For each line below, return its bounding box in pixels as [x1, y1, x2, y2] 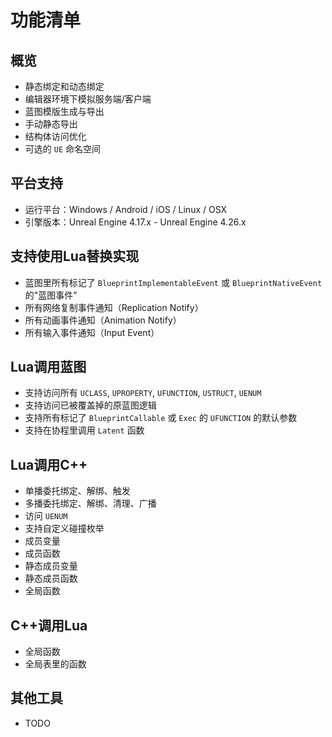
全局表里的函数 [24, 658, 87, 670]
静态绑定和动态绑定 [24, 81, 105, 92]
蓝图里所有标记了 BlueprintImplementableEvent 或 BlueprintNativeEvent [24, 276, 323, 288]
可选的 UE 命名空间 [24, 143, 101, 155]
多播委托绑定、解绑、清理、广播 [24, 497, 157, 510]
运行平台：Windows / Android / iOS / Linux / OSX [24, 203, 228, 215]
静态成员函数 [24, 572, 78, 585]
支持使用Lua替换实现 [10, 248, 140, 265]
